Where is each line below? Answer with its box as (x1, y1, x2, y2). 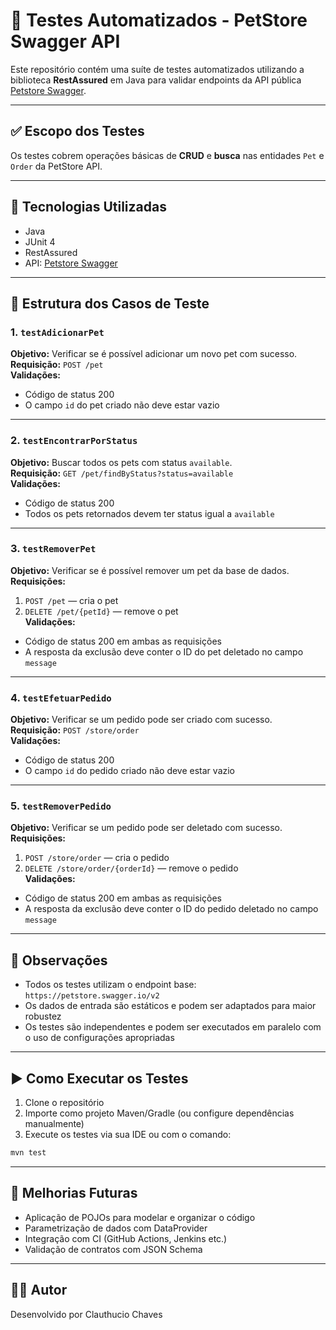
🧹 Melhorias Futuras (10, 1185, 138, 1202)
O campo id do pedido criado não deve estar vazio (24, 765, 236, 777)
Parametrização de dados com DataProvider (24, 1222, 208, 1234)
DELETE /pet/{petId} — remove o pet (24, 605, 179, 617)
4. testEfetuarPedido (10, 690, 112, 704)
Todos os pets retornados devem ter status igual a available (24, 507, 275, 519)
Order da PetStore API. (10, 160, 103, 172)
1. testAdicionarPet (10, 325, 105, 339)
